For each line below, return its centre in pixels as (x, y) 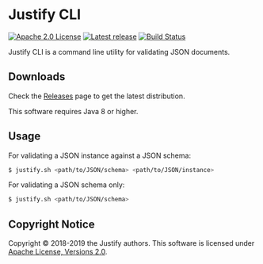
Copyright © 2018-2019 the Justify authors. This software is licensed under (131, 243)
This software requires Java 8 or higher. (73, 111)
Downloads (37, 77)
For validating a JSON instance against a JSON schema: (100, 155)
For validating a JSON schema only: (67, 185)
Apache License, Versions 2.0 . (58, 252)
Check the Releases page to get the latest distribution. (97, 96)
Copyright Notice (51, 224)
